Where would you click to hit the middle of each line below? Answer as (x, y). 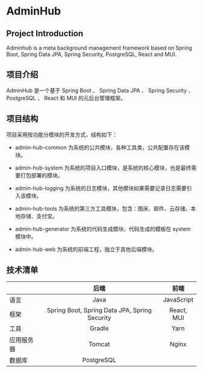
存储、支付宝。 (39, 216)
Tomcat (99, 344)
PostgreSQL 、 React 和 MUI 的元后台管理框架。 (66, 98)
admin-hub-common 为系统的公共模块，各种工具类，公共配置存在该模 (102, 147)
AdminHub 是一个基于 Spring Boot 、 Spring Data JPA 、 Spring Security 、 (100, 90)
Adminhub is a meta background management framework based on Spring (99, 48)
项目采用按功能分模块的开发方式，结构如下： (62, 135)
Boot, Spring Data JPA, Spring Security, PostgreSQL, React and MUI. (92, 54)
